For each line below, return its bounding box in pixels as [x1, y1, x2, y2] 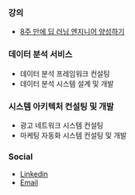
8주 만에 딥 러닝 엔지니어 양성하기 [19, 26, 125, 37]
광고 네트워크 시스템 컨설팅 [19, 120, 104, 130]
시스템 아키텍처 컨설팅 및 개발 [8, 100, 114, 112]
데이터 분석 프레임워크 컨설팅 [19, 68, 110, 78]
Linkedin [19, 169, 49, 179]
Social [8, 151, 34, 162]
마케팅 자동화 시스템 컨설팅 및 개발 [19, 130, 127, 140]
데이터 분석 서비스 [8, 49, 73, 60]
